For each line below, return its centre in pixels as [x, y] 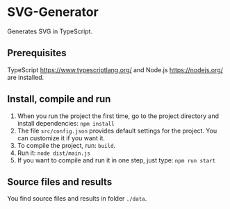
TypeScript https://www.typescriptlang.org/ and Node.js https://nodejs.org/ [115, 69]
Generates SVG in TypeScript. [50, 31]
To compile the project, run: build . [66, 145]
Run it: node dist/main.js [54, 153]
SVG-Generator [53, 12]
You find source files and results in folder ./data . [77, 199]
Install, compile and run [59, 99]
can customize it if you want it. [61, 138]
